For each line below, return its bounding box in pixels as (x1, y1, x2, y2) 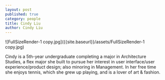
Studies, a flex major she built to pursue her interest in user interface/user (5, 59, 155, 65)
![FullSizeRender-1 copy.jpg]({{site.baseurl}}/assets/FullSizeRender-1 (5, 39, 145, 45)
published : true (5, 12, 38, 17)
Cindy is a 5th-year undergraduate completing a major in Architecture (5, 53, 146, 59)
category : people (5, 16, 41, 21)
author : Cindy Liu (5, 26, 43, 30)
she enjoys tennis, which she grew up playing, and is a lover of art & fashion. (5, 69, 161, 75)
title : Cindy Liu (5, 21, 41, 26)
